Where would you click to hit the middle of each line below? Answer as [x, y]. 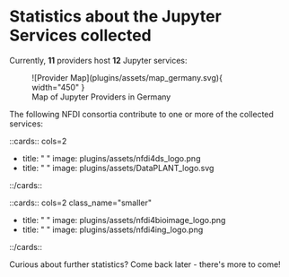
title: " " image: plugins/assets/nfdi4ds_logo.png [111, 158]
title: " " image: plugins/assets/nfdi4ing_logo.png [113, 229]
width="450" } [58, 87]
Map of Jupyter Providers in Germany [101, 97]
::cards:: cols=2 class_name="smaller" [81, 203]
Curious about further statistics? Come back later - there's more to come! [145, 264]
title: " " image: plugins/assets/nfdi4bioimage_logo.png [124, 220]
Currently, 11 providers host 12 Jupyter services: [98, 60]
